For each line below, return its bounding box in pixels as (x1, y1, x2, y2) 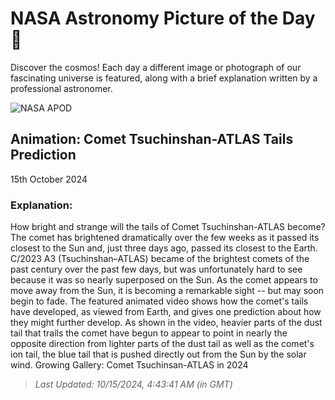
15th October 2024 (10, 173, 88, 185)
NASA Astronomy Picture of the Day (10, 7, 316, 30)
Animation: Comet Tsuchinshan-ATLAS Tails (10, 131, 294, 148)
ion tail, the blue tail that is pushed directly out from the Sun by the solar (10, 348, 307, 361)
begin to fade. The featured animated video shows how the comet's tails (10, 295, 309, 307)
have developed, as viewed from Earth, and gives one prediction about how (10, 306, 322, 318)
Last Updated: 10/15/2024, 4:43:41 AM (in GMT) (34, 378, 233, 391)
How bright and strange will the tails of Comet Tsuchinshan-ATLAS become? (10, 221, 326, 233)
